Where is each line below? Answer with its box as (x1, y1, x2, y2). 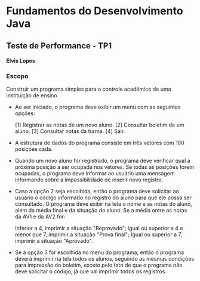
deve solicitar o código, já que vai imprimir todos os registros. (14, 268, 167, 275)
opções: (14, 110, 35, 117)
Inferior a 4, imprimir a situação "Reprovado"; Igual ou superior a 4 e (14, 225, 183, 232)
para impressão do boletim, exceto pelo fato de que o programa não (14, 261, 183, 269)
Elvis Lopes (6, 57, 36, 64)
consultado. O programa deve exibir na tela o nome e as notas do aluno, (14, 200, 192, 208)
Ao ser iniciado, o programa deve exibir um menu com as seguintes (14, 103, 181, 111)
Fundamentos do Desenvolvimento (6, 4, 183, 18)
